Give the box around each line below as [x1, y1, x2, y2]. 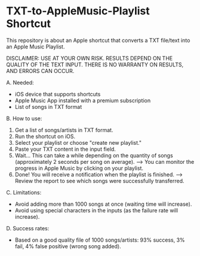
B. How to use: [6, 115, 42, 122]
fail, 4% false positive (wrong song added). [14, 242, 121, 249]
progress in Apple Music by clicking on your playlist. [14, 164, 144, 172]
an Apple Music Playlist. [6, 43, 65, 50]
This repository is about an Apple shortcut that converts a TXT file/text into [6, 36, 190, 44]
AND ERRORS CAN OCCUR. [6, 67, 75, 74]
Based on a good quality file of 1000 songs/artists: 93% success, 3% [14, 236, 185, 243]
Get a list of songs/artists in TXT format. [14, 126, 113, 133]
